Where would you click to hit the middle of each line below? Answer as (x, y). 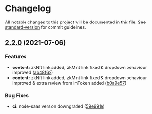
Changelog (28, 9)
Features (16, 57)
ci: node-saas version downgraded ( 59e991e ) (58, 106)
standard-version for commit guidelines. (46, 27)
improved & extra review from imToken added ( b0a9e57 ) (69, 83)
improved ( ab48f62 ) (33, 72)
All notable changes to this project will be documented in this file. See (76, 22)
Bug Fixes (17, 95)
